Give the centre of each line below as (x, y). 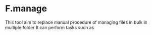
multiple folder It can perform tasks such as (50, 27)
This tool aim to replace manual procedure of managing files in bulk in (76, 22)
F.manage (26, 9)
